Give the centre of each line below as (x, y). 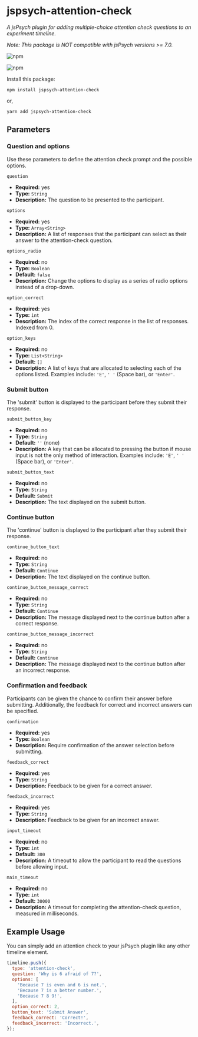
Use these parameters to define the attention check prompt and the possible (100, 159)
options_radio (24, 251)
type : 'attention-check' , (44, 969)
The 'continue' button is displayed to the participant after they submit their (97, 530)
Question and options (38, 147)
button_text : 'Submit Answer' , (50, 1012)
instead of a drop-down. (44, 287)
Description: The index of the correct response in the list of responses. (102, 321)
